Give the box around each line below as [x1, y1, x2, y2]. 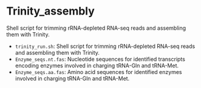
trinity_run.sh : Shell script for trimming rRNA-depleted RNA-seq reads [15, 42, 196, 50]
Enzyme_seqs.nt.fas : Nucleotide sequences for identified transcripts [15, 55, 185, 63]
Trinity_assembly [6, 4, 95, 18]
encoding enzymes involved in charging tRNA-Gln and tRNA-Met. [15, 62, 179, 69]
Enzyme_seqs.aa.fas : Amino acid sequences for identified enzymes [15, 68, 182, 75]
